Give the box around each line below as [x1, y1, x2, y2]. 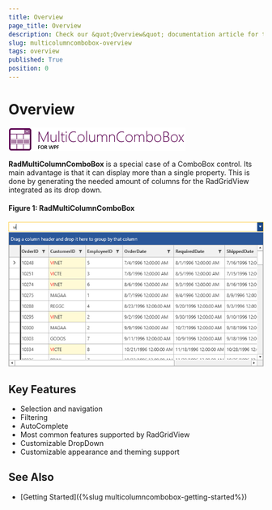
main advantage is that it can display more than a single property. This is [8, 167, 250, 178]
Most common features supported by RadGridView [19, 430, 190, 439]
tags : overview [8, 47, 60, 56]
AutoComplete [19, 421, 69, 431]
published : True [8, 56, 63, 64]
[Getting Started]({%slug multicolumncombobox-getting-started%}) [19, 491, 248, 502]
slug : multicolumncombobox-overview [8, 39, 132, 47]
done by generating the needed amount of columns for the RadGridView [8, 176, 249, 186]
